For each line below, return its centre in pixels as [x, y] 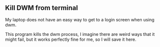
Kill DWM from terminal [42, 8]
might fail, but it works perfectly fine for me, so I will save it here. [71, 39]
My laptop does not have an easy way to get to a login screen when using [80, 19]
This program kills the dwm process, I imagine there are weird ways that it [80, 34]
